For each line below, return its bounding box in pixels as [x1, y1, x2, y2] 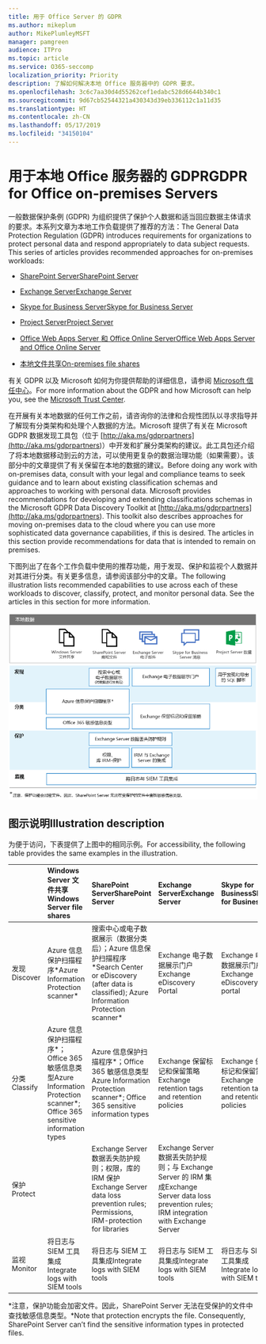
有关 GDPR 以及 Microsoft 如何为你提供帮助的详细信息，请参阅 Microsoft [8, 375, 245, 385]
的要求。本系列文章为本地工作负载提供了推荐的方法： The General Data [8, 222, 239, 231]
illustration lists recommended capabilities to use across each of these [8, 580, 238, 589]
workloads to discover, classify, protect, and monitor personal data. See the [8, 588, 255, 598]
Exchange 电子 [158, 950, 207, 960]
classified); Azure [91, 987, 149, 997]
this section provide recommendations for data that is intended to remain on [8, 536, 256, 546]
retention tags [158, 1083, 203, 1093]
